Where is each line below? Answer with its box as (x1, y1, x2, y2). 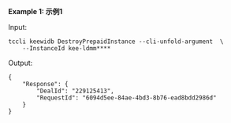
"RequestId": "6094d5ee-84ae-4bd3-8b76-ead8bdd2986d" (36, 94, 217, 102)
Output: (8, 58, 33, 67)
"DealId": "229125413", (36, 87, 114, 95)
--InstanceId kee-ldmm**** (22, 45, 111, 52)
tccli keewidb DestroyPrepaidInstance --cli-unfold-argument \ (8, 38, 224, 45)
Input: (8, 23, 28, 31)
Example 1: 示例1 (8, 7, 63, 16)
